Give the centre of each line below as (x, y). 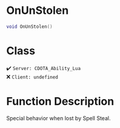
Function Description (60, 101)
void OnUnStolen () (29, 27)
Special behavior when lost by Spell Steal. (58, 118)
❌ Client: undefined (32, 77)
